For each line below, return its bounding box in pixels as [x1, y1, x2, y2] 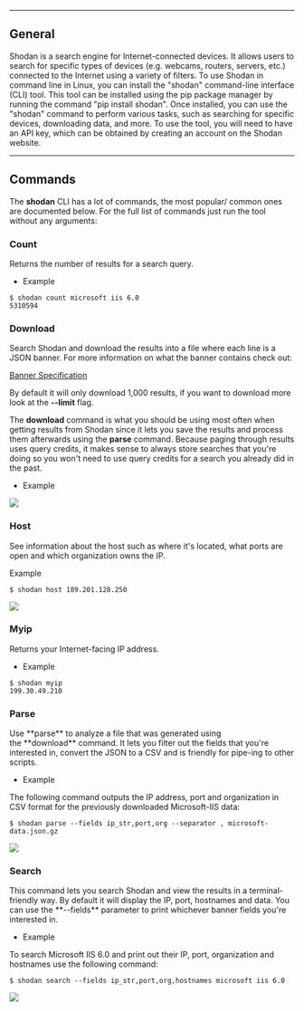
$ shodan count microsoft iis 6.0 [9, 293, 140, 302]
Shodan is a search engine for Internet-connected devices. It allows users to [9, 51, 294, 62]
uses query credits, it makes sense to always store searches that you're [9, 444, 277, 454]
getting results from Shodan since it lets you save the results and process [9, 424, 283, 435]
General [9, 26, 56, 42]
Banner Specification [9, 370, 88, 381]
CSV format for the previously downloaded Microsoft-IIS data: [9, 802, 241, 813]
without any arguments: [9, 215, 98, 226]
